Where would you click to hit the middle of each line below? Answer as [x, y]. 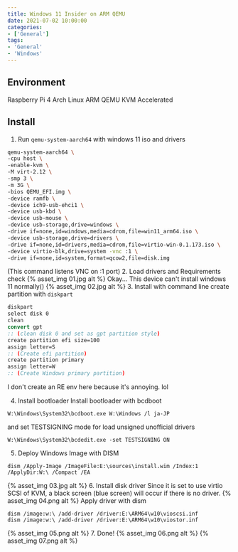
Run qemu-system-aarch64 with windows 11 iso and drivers [102, 139]
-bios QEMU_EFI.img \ [39, 192]
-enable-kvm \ [28, 165]
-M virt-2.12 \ [30, 172]
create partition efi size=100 [54, 340]
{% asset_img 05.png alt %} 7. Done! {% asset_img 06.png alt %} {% [108, 533]
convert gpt [25, 327]
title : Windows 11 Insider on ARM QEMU [66, 14]
